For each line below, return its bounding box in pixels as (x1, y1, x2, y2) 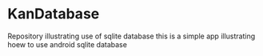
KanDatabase (7, 5, 100, 23)
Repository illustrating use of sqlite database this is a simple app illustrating (7, 31, 256, 41)
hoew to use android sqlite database (7, 39, 127, 49)
